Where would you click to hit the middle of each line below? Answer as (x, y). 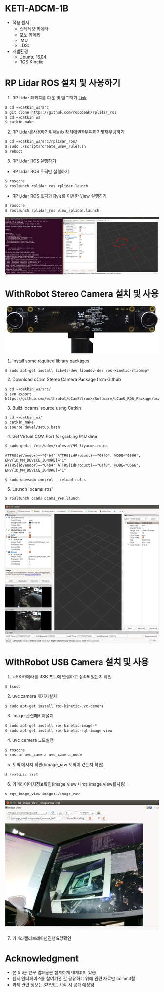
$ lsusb (13, 687)
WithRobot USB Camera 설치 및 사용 (77, 663)
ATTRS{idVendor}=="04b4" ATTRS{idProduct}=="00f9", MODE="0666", (73, 456)
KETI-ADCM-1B (37, 9)
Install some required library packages (51, 361)
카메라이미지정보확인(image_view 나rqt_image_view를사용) (69, 784)
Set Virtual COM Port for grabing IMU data (55, 436)
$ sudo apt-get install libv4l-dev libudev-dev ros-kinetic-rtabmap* (77, 370)
